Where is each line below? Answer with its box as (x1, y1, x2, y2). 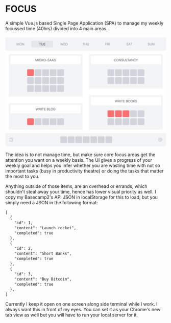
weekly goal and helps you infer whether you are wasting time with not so (5, 162, 160, 169)
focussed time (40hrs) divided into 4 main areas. (5, 25, 108, 31)
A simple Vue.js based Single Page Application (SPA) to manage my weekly (5, 20, 164, 26)
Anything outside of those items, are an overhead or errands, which (5, 183, 148, 189)
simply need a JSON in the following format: (5, 200, 98, 206)
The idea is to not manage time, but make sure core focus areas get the (5, 152, 156, 158)
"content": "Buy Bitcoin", (14, 277, 72, 282)
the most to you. (5, 174, 40, 180)
